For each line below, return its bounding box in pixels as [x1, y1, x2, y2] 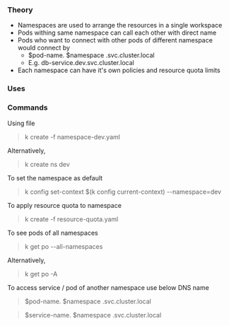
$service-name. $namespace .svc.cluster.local [24, 310, 162, 319]
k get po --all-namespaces [24, 242, 103, 250]
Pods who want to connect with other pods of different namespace [17, 36, 213, 45]
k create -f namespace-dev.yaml [24, 132, 120, 141]
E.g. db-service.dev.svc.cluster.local [28, 59, 134, 67]
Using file [7, 119, 35, 127]
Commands [7, 103, 48, 112]
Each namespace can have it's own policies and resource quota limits [17, 66, 221, 75]
